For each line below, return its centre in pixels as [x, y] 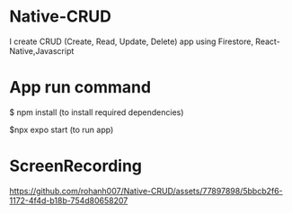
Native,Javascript [42, 50]
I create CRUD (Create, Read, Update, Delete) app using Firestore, [132, 41]
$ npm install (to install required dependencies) [97, 112]
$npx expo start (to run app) [62, 129]
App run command [80, 88]
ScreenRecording [75, 166]
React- [268, 41]
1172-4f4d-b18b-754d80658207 [69, 201]
